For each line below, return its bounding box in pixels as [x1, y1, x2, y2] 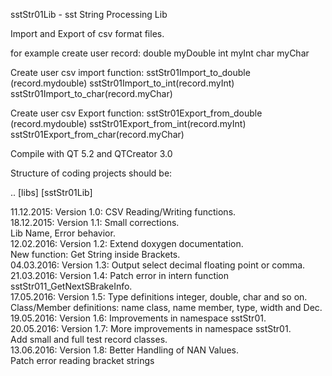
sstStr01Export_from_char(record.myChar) [10, 129, 185, 140]
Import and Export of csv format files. [10, 28, 165, 39]
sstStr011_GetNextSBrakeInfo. [10, 280, 133, 292]
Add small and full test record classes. [10, 334, 168, 345]
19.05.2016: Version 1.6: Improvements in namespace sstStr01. [10, 312, 267, 324]
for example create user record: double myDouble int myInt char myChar [10, 47, 310, 59]
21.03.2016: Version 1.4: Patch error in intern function [10, 270, 230, 281]
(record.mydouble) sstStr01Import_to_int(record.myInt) [10, 77, 235, 89]
